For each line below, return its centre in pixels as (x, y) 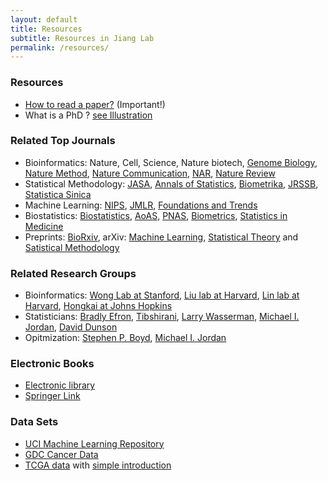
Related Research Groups (73, 273)
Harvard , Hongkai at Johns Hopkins (98, 306)
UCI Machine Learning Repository (94, 443)
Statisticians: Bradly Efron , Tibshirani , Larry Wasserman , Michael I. (162, 317)
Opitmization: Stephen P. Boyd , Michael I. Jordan (125, 338)
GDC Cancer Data (61, 454)
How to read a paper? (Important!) (95, 104)
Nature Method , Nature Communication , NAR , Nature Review (150, 173)
